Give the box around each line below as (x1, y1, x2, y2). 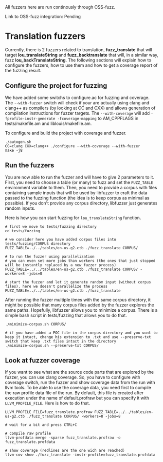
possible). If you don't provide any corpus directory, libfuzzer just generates (5, 200, 158, 206)
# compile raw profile (5, 431, 51, 436)
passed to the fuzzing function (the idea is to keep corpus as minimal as (5, 195, 150, 201)
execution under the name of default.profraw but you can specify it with (5, 395, 149, 401)
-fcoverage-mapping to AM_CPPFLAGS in (57, 115, 139, 121)
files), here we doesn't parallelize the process (5, 284, 108, 289)
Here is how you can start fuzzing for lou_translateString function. (5, 215, 141, 221)
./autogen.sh (5, 139, 32, 144)
